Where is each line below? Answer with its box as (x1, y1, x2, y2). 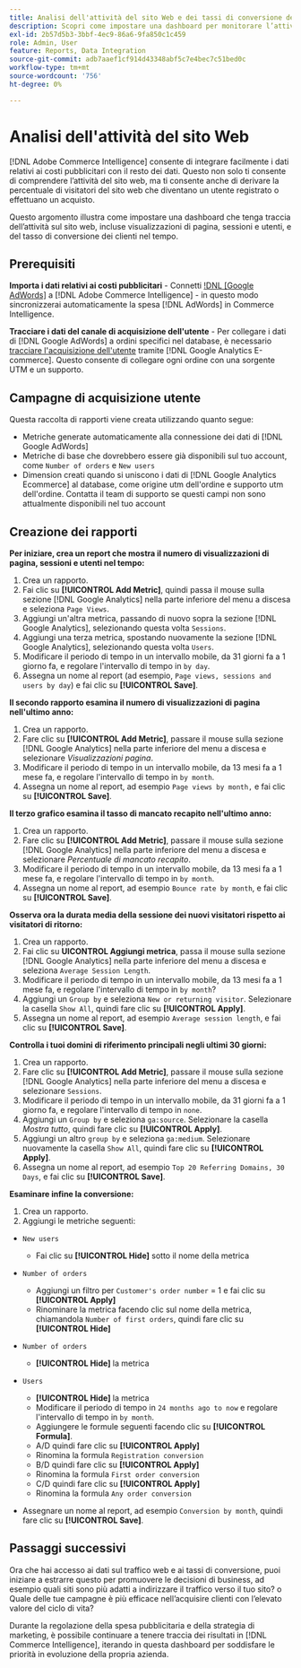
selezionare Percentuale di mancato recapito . (21, 854, 191, 864)
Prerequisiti (9, 256, 76, 272)
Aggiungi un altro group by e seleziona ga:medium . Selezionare (21, 1134, 251, 1143)
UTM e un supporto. (9, 364, 84, 375)
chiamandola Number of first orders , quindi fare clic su (35, 1314, 244, 1324)
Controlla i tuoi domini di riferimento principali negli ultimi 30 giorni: (9, 1039, 267, 1050)
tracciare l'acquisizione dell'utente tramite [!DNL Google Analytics (9, 345, 253, 356)
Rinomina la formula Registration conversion (35, 1450, 204, 1460)
